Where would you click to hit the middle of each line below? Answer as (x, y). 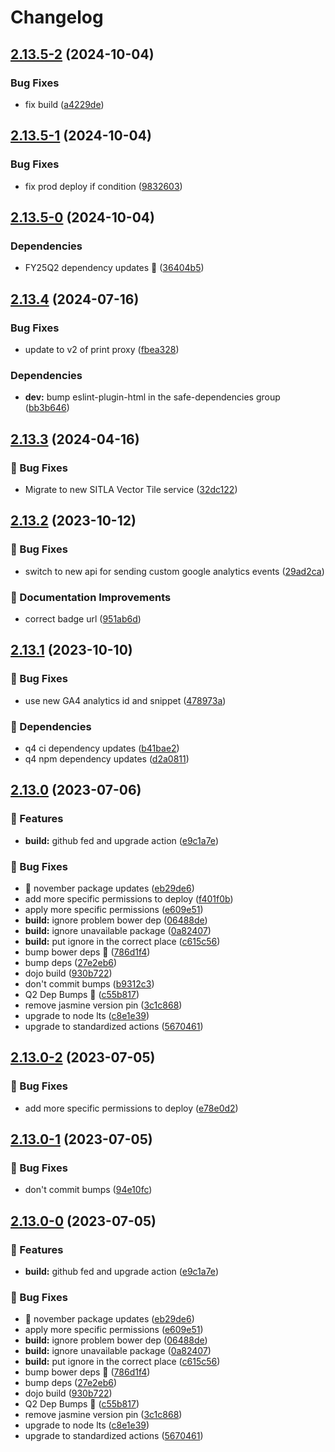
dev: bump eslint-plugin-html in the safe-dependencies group (152, 397)
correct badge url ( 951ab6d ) (83, 618)
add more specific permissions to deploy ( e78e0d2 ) (131, 1108)
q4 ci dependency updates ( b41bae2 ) (102, 748)
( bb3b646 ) (47, 408)
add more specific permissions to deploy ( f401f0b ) (129, 898)
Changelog (57, 17)
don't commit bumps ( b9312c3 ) (89, 983)
